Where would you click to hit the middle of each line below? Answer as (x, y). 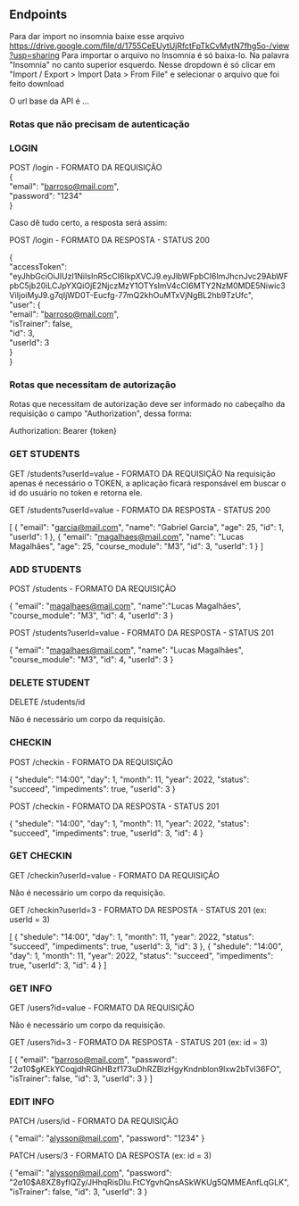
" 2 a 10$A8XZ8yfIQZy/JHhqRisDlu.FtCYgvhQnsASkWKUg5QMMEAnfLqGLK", (149, 1183)
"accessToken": (38, 267)
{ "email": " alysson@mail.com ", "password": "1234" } (107, 1138)
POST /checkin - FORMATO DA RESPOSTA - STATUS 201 (114, 806)
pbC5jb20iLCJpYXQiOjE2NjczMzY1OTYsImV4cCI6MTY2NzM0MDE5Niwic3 (147, 286)
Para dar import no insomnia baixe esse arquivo (97, 36)
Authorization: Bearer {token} (63, 431)
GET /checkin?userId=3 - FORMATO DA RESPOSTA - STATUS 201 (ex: (138, 910)
